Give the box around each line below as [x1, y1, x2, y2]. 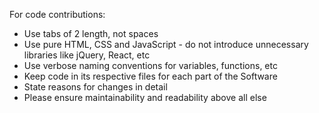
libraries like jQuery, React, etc [23, 49, 151, 61]
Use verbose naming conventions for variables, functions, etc [23, 60, 278, 71]
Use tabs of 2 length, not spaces [23, 28, 159, 39]
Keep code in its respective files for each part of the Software [23, 70, 278, 82]
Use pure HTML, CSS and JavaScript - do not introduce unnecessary [23, 39, 309, 50]
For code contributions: [9, 9, 106, 20]
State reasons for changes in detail [23, 81, 168, 93]
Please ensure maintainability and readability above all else [23, 92, 267, 103]
